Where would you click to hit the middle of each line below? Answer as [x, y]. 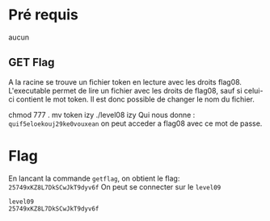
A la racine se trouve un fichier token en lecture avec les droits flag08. [125, 81]
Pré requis [43, 15]
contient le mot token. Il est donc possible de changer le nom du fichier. [135, 99]
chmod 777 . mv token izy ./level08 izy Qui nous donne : [102, 115]
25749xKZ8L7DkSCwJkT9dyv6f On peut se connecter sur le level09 [115, 186]
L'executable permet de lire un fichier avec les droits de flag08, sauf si [125, 90]
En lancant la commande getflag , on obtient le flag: [94, 178]
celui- [253, 90]
